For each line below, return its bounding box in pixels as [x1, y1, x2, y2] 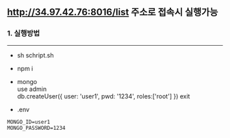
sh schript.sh [16, 51, 54, 59]
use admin [16, 85, 47, 93]
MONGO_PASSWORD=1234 [7, 124, 66, 131]
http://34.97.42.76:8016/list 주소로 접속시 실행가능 [7, 6, 218, 18]
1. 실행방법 [7, 29, 40, 38]
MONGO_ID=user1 [7, 118, 51, 125]
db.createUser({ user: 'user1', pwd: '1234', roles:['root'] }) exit [16, 92, 190, 100]
